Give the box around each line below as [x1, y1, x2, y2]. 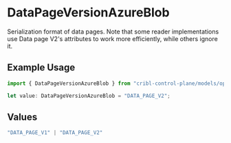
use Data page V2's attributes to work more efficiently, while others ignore [7, 34, 218, 42]
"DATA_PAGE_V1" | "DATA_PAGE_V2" [7, 129, 103, 136]
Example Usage [7, 62, 76, 73]
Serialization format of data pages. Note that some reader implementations [7, 27, 219, 36]
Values [7, 111, 38, 122]
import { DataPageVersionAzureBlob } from [7, 80, 131, 87]
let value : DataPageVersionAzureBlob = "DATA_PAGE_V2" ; [7, 92, 170, 99]
